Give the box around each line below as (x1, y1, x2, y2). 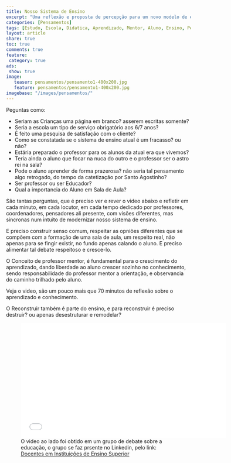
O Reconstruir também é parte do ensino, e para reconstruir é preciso (6, 305, 175, 312)
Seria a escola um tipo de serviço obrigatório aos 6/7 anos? (14, 124, 159, 131)
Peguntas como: (6, 106, 46, 113)
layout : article (6, 30, 46, 36)
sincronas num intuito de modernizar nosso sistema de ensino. (6, 216, 158, 223)
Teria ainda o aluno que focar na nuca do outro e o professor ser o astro (14, 155, 189, 162)
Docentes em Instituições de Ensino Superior (21, 450, 130, 457)
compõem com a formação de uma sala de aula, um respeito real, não (6, 234, 175, 241)
